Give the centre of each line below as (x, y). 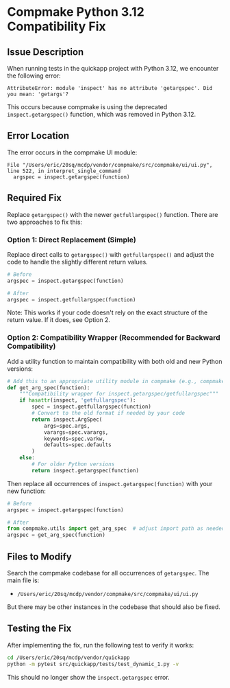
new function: (26, 491)
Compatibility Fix (56, 26)
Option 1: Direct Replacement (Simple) (72, 240)
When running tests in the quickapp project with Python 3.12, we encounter (113, 68)
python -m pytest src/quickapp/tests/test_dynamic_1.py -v (93, 664)
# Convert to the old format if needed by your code (108, 413)
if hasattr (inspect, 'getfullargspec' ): (78, 400)
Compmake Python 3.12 (76, 12)
